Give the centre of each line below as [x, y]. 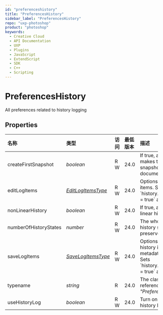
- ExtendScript [25, 59]
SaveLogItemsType [88, 256]
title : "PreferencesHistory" [34, 14]
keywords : [15, 32]
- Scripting [22, 73]
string [73, 285]
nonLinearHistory [27, 210]
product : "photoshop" [27, 28]
